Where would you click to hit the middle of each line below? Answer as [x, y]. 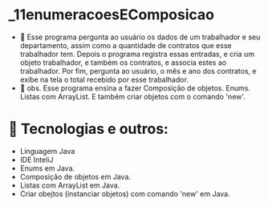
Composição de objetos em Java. [75, 176]
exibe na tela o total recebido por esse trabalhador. [104, 79]
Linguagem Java [47, 151]
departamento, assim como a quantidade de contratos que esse [126, 45]
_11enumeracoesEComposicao [112, 15]
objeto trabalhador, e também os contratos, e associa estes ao [123, 63]
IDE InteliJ [37, 160]
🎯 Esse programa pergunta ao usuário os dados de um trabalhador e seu [140, 37]
